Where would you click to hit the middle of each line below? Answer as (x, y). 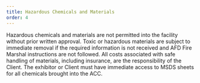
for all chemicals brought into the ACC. (54, 73)
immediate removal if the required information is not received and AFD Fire (99, 48)
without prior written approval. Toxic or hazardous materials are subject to (98, 41)
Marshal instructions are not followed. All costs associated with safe (91, 54)
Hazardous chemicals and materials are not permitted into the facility (92, 35)
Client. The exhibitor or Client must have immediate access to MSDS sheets (100, 67)
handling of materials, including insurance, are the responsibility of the (94, 61)
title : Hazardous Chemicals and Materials (60, 12)
